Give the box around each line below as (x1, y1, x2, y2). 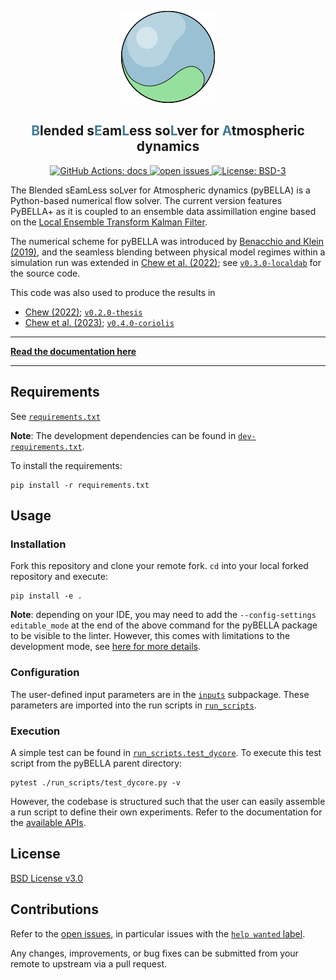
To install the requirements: (10, 459, 123, 471)
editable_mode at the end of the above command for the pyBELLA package (10, 619, 318, 631)
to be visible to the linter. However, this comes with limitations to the (10, 630, 291, 642)
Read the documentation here (10, 345, 137, 357)
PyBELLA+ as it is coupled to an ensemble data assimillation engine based (10, 205, 317, 217)
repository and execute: (10, 571, 108, 583)
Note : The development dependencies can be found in (10, 429, 237, 441)
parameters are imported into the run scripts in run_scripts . (10, 699, 257, 711)
